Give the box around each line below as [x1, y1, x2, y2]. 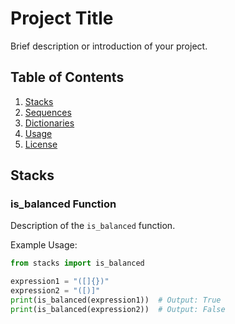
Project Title [10, 7, 114, 30]
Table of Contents [10, 69, 125, 86]
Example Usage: [10, 239, 78, 251]
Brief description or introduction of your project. [10, 40, 208, 52]
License [24, 138, 58, 150]
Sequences [24, 106, 72, 118]
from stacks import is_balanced [10, 258, 145, 269]
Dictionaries [24, 117, 75, 129]
